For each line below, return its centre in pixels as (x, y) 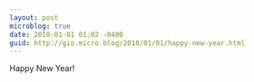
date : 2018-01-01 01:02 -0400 (67, 34)
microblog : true (40, 26)
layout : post (34, 18)
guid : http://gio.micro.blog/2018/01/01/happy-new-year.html (127, 43)
